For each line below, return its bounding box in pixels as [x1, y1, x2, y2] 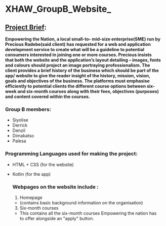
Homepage [19, 194, 43, 200]
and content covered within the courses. [5, 94, 90, 99]
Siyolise [12, 117, 29, 123]
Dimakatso [12, 133, 35, 139]
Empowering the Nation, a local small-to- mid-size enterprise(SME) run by [5, 36, 161, 42]
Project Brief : [5, 23, 47, 32]
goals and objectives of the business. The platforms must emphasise [5, 78, 150, 84]
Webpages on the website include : [12, 183, 99, 190]
